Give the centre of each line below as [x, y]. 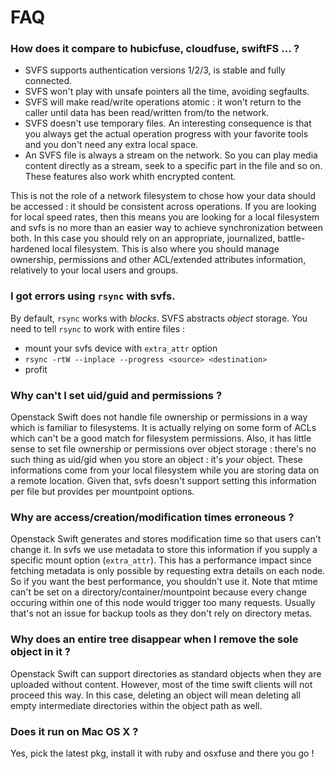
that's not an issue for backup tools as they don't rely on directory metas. [161, 613]
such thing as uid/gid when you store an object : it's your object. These [156, 460]
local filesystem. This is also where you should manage [165, 249]
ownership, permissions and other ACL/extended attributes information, [158, 260]
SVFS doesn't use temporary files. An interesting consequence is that [168, 123]
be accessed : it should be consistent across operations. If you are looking [163, 207]
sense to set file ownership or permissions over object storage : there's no [163, 449]
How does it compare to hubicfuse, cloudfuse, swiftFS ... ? [155, 49]
